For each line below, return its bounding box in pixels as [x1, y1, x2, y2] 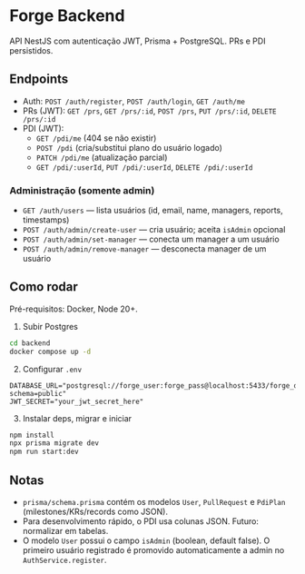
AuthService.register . [22, 555, 107, 566]
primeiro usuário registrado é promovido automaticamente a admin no [22, 545, 285, 556]
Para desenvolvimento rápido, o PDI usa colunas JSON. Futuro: [22, 516, 259, 527]
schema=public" [9, 389, 67, 398]
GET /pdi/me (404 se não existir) [35, 133, 157, 143]
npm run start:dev [9, 447, 79, 457]
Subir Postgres [22, 321, 79, 332]
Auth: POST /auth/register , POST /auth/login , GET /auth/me [22, 95, 246, 106]
